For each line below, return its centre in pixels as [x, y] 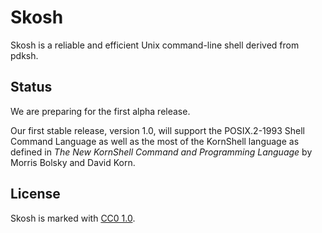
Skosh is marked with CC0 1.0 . [73, 218]
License [35, 194]
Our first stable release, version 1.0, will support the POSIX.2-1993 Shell [157, 130]
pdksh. [24, 55]
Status [31, 87]
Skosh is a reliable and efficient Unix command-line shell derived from [155, 45]
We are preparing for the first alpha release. [100, 111]
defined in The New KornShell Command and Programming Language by [161, 152]
